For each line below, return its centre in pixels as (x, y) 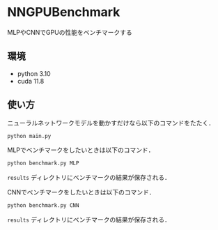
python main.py (29, 136)
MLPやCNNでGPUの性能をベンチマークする (70, 32)
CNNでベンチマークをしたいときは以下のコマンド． (81, 192)
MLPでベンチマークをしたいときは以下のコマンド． (81, 150)
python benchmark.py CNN (43, 206)
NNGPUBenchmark (64, 12)
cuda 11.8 (31, 81)
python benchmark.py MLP (43, 163)
